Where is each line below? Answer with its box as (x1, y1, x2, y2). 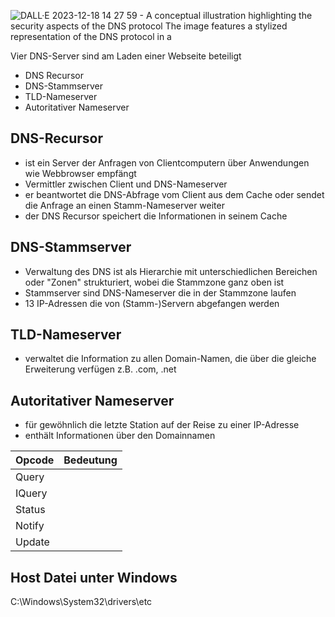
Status (15, 503, 46, 517)
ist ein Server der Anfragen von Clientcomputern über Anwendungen (24, 156, 310, 169)
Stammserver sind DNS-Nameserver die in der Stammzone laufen (24, 286, 297, 299)
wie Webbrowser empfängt (24, 167, 137, 179)
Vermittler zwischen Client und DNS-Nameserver (24, 178, 228, 190)
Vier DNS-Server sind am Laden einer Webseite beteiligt (10, 50, 242, 62)
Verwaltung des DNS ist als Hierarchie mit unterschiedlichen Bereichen (24, 265, 318, 277)
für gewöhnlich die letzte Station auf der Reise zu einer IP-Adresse (24, 419, 300, 431)
